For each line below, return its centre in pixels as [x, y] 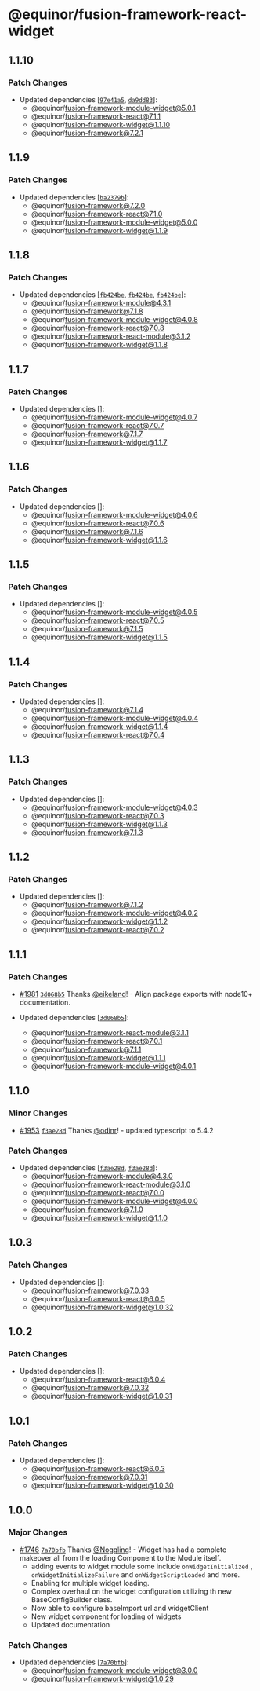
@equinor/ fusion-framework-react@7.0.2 [97, 930]
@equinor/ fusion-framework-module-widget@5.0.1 [113, 108]
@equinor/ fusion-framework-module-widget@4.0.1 [114, 1067]
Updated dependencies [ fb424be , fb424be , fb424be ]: [103, 295]
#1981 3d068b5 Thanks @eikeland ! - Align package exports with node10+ [136, 994]
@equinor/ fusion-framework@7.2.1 [87, 133]
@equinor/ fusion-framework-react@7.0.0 [97, 1193]
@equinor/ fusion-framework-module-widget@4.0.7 [114, 417]
